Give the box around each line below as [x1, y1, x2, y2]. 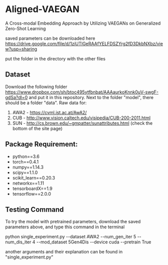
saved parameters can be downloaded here [5, 35, 95, 41]
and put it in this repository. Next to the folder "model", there [29, 94, 154, 100]
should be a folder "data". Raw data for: [5, 100, 87, 106]
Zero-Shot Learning [5, 25, 46, 31]
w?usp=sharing [5, 46, 38, 52]
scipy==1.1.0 [12, 169, 38, 175]
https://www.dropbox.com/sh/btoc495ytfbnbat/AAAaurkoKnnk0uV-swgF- [5, 89, 159, 95]
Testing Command [5, 205, 64, 214]
